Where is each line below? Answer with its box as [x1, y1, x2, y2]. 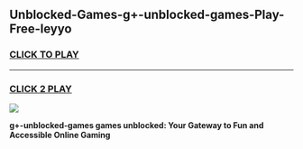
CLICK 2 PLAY [9, 82, 72, 95]
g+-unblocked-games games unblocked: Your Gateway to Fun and [9, 119, 264, 130]
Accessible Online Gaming [9, 129, 111, 140]
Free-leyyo [9, 22, 72, 37]
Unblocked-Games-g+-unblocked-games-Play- [9, 7, 285, 23]
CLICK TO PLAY [9, 49, 79, 61]
